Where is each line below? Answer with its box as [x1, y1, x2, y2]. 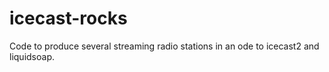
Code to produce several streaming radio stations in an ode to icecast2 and [9, 40, 320, 52]
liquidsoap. [9, 50, 55, 62]
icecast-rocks [9, 7, 128, 30]
